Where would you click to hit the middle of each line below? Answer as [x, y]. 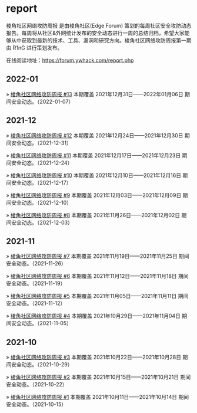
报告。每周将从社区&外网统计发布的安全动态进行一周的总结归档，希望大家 [96, 33]
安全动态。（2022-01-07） [42, 101]
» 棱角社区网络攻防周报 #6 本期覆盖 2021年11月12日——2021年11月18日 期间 [97, 276]
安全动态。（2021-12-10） [41, 202]
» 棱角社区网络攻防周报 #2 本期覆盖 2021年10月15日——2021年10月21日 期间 [98, 377]
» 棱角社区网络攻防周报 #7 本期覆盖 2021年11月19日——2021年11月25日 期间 [98, 256]
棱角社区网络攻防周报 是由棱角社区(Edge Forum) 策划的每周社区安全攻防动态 [99, 25]
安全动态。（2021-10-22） [37, 385]
